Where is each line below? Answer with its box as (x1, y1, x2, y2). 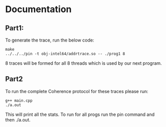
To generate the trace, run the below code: (5, 37, 94, 43)
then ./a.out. (5, 116, 31, 122)
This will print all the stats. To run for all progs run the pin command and (5, 111, 155, 117)
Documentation (5, 4, 72, 15)
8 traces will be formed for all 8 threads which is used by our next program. (5, 60, 162, 66)
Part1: (5, 24, 24, 32)
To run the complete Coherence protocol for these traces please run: (5, 88, 149, 94)
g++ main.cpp (5, 98, 33, 103)
